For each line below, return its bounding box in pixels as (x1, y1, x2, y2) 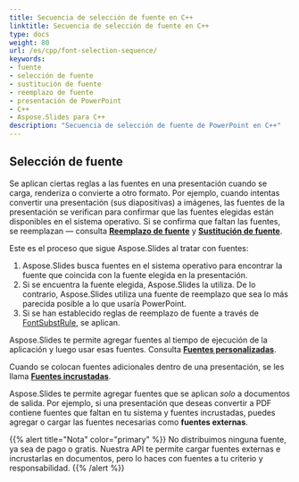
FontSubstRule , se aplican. (21, 317, 120, 327)
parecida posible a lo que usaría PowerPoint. (21, 298, 187, 309)
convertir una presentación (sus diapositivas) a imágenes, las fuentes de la (9, 197, 286, 207)
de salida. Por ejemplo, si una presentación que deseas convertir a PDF (9, 397, 272, 408)
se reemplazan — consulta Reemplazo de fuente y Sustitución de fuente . (9, 225, 283, 236)
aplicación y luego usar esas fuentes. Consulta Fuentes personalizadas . (9, 343, 277, 354)
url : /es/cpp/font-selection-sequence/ (9, 47, 158, 55)
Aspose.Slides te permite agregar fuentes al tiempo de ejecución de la (9, 334, 268, 345)
